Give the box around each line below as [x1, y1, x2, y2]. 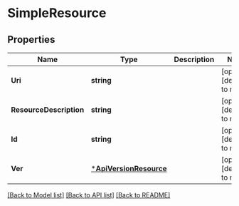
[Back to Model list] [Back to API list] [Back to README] [7, 191, 171, 199]
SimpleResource [7, 5, 107, 21]
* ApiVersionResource [91, 164, 167, 173]
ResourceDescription [11, 105, 85, 115]
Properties [7, 34, 55, 46]
